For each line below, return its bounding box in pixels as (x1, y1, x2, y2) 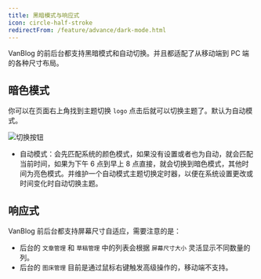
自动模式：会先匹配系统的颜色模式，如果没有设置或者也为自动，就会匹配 (19, 149, 253, 159)
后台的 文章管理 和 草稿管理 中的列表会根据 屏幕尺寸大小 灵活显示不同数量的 (19, 243, 251, 252)
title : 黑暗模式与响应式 (8, 11, 80, 20)
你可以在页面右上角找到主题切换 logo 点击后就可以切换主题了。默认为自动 (8, 106, 246, 116)
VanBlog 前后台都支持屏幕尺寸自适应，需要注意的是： (8, 226, 182, 236)
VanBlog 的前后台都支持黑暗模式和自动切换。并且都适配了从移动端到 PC (8, 49, 241, 58)
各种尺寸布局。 (14, 58, 63, 68)
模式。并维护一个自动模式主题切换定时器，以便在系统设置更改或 (46, 169, 253, 178)
